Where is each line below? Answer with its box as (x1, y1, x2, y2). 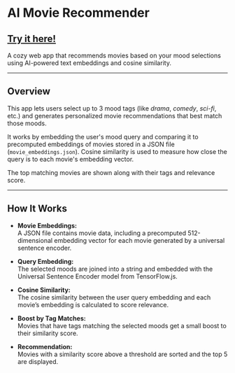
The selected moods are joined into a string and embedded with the (17, 265, 213, 273)
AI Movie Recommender (7, 5, 150, 21)
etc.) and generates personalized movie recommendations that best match (7, 111, 222, 120)
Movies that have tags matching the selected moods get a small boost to (17, 321, 227, 330)
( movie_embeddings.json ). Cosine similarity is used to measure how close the (7, 147, 227, 155)
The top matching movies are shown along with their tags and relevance (7, 168, 215, 176)
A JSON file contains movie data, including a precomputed (17, 229, 187, 237)
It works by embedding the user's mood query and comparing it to (7, 132, 199, 141)
